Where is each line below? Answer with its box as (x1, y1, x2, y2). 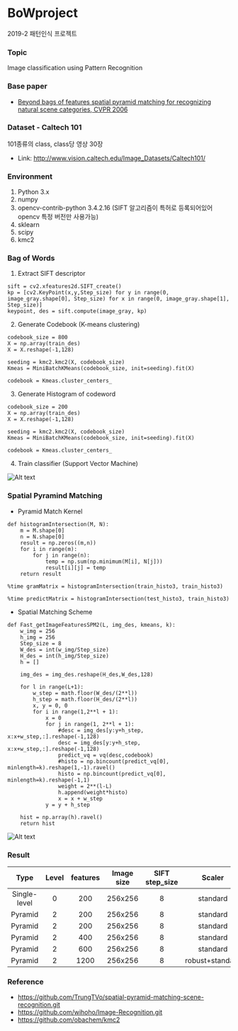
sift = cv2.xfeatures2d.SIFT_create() (7, 283, 122, 290)
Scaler (201, 873, 225, 883)
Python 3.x (17, 188, 50, 196)
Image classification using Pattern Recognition (7, 64, 143, 72)
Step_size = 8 (20, 640, 62, 647)
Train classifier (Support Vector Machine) (17, 459, 138, 468)
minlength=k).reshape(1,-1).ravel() (7, 764, 115, 771)
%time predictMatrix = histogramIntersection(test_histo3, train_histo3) (7, 595, 230, 602)
